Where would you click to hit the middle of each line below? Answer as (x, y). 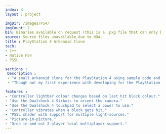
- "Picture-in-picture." (31, 119)
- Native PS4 (19, 55)
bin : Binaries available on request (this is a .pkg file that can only (82, 33)
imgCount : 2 (17, 28)
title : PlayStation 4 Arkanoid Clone (45, 42)
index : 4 (14, 10)
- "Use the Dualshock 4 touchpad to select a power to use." (69, 105)
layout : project (23, 14)
